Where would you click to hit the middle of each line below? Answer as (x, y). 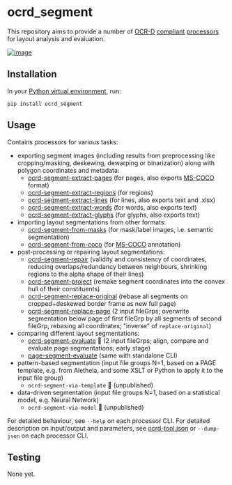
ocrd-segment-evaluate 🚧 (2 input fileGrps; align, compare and (118, 340)
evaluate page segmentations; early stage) (89, 348)
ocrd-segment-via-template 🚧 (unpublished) (91, 385)
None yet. (21, 474)
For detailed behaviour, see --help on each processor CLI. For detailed (109, 421)
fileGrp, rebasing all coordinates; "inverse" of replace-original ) (119, 325)
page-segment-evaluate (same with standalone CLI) (102, 355)
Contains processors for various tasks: (63, 142)
